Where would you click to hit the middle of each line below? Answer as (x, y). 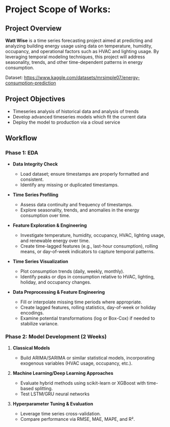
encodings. (32, 313)
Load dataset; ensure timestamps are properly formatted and (84, 174)
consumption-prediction (31, 83)
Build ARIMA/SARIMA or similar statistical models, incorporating (87, 358)
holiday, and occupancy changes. (56, 282)
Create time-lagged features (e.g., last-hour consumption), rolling (89, 246)
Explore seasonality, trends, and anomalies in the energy (80, 210)
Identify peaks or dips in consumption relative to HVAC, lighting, (87, 276)
